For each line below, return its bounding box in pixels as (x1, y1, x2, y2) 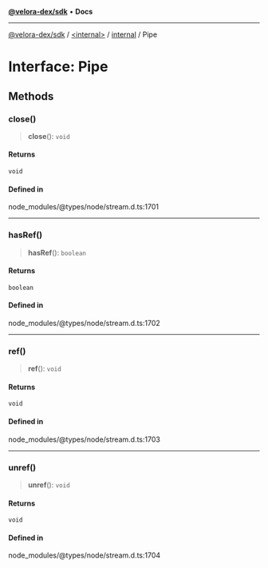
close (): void (27, 131, 70, 141)
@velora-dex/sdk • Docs (8, 7, 93, 16)
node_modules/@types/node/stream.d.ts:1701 (8, 202, 160, 212)
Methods (8, 89, 54, 103)
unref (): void (27, 479, 70, 490)
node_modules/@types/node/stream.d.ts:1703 (8, 435, 161, 444)
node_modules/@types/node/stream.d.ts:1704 (8, 550, 161, 560)
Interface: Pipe (8, 58, 108, 76)
